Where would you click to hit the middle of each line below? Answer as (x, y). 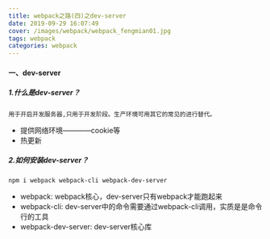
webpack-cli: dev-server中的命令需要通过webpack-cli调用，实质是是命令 (141, 206)
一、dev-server (35, 73)
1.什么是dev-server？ (44, 93)
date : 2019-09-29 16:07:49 (54, 23)
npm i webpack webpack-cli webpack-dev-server (88, 180)
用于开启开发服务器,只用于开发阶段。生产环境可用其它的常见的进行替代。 (112, 114)
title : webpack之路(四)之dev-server (67, 16)
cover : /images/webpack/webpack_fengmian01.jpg (90, 31)
